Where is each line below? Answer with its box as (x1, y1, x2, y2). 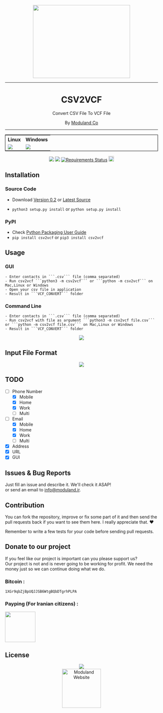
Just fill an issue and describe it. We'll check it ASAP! (5, 482, 112, 488)
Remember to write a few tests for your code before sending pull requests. (5, 528, 154, 534)
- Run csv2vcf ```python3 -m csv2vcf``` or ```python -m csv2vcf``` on (5, 279, 153, 283)
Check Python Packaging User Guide (12, 229, 86, 235)
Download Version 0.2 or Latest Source (12, 197, 91, 203)
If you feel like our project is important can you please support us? (5, 555, 137, 562)
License (5, 651, 30, 659)
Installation (5, 171, 40, 179)
